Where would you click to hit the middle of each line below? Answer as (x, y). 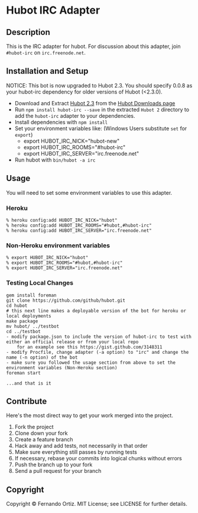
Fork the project (34, 427)
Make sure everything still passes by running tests (76, 452)
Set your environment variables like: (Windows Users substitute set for (101, 128)
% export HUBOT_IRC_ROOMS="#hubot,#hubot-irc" (64, 263)
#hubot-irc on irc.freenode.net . (46, 53)
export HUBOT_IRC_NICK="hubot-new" (72, 141)
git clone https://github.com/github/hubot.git (66, 300)
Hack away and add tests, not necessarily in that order (81, 446)
